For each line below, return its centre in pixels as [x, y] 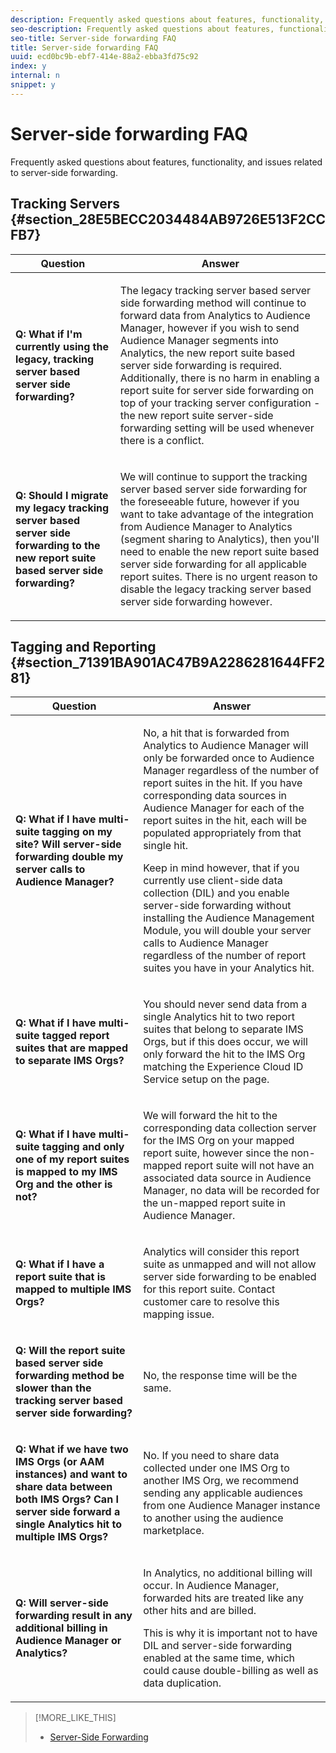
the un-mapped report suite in [214, 1203]
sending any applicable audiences [223, 1493]
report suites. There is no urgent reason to [218, 576]
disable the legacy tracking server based [215, 589]
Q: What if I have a [60, 1264]
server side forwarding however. [196, 601]
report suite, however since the [216, 1153]
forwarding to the [58, 545]
